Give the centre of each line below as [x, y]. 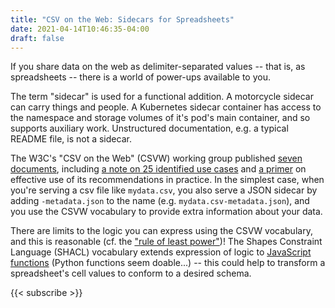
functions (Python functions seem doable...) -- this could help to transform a [168, 263]
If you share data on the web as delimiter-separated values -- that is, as [158, 67]
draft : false [37, 38]
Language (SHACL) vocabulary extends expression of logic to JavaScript [161, 252]
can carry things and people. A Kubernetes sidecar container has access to [166, 107]
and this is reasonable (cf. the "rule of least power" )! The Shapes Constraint [166, 242]
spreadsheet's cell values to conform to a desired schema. [131, 273]
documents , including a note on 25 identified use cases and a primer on [158, 169]
